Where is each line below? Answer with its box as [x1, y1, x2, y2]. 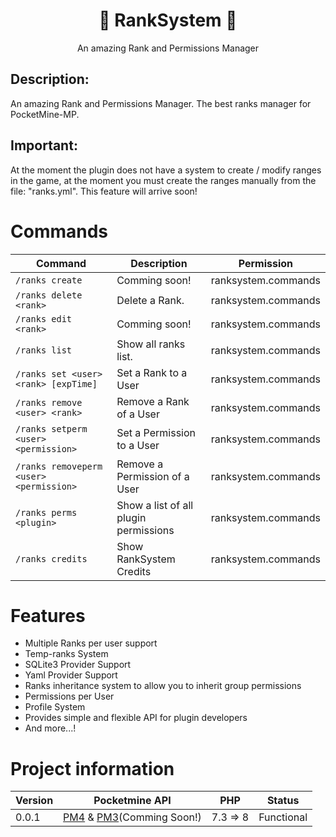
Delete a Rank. [116, 293, 185, 307]
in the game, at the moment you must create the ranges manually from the [10, 174, 317, 186]
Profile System [24, 701, 86, 713]
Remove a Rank [116, 394, 190, 408]
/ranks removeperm [15, 460, 103, 472]
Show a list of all [116, 498, 194, 512]
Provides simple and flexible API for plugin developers [24, 712, 248, 724]
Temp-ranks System [24, 648, 109, 660]
